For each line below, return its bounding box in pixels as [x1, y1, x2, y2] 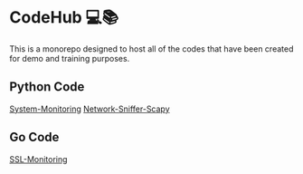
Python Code [9, 79, 85, 95]
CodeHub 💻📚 [9, 7, 119, 28]
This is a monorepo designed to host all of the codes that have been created [9, 43, 294, 54]
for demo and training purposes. [9, 53, 130, 63]
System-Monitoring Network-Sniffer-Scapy [9, 103, 170, 114]
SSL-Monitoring [9, 153, 68, 164]
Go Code [9, 130, 60, 145]
